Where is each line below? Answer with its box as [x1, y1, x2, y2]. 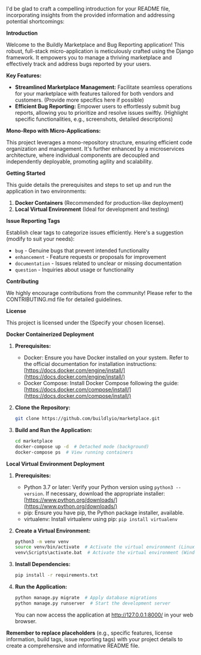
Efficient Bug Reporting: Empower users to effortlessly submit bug [14, 103, 181, 110]
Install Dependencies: [14, 561, 71, 568]
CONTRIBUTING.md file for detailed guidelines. [6, 296, 123, 303]
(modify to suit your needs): [6, 236, 75, 242]
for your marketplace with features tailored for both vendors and [14, 90, 174, 97]
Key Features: [6, 72, 42, 79]
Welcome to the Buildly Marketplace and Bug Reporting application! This [6, 41, 185, 48]
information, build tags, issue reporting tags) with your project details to [6, 635, 183, 642]
